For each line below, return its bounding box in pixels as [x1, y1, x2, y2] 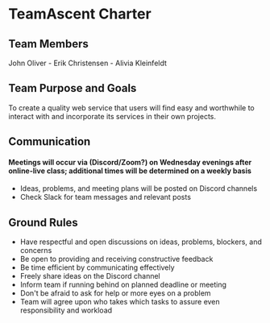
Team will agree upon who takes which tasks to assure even [19, 297, 220, 307]
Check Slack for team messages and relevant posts [19, 193, 192, 202]
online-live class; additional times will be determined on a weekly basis [8, 166, 252, 176]
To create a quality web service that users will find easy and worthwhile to [8, 102, 255, 113]
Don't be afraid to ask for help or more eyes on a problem [19, 288, 211, 298]
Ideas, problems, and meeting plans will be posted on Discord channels [19, 184, 258, 193]
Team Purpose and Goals [8, 81, 137, 95]
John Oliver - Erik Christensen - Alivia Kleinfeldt [8, 58, 168, 68]
